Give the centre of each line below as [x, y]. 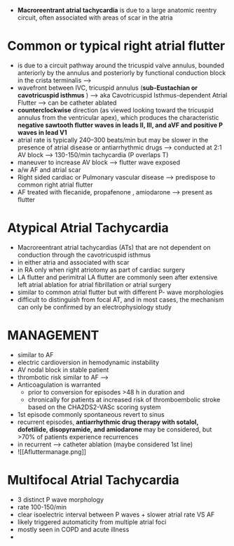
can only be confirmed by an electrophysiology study [94, 307]
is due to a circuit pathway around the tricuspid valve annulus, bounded [121, 65]
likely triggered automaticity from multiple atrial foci [92, 521]
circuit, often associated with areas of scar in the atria [95, 18]
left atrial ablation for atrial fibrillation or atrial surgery [94, 284]
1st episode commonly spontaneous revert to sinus [91, 414]
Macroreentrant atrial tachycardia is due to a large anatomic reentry [117, 10]
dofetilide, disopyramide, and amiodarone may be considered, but [115, 429]
